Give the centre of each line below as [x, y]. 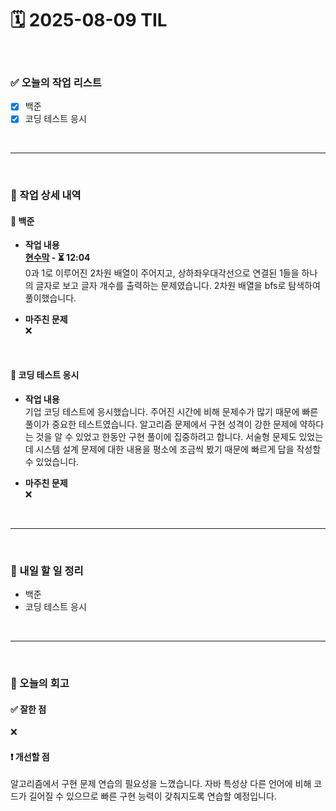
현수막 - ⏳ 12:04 [57, 258]
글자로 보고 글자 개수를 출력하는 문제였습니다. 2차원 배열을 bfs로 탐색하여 [178, 286]
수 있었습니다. [52, 461]
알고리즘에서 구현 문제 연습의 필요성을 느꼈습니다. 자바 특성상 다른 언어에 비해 [161, 784]
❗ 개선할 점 [30, 756]
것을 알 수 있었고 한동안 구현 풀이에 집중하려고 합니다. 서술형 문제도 [166, 436]
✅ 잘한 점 [28, 709]
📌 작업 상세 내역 [46, 195]
